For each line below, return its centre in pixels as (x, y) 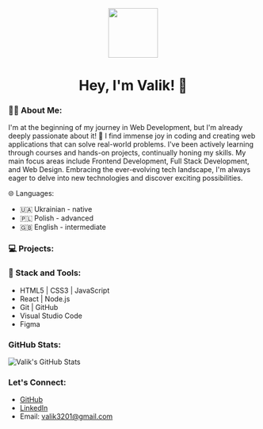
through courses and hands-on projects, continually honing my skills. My (127, 153)
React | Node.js (45, 299)
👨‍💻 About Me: (35, 110)
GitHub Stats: (35, 344)
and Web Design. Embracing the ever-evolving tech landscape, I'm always (130, 170)
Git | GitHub (39, 307)
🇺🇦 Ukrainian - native (56, 209)
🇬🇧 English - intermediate (63, 227)
